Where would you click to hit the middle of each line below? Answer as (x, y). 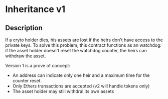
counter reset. (27, 81)
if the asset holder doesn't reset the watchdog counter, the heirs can (76, 51)
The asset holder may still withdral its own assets (63, 91)
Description (24, 28)
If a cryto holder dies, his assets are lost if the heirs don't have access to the (84, 40)
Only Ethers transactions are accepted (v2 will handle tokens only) (81, 86)
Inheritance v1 (35, 9)
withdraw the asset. (26, 56)
